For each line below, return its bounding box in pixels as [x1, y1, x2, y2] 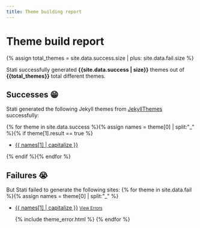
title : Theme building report [6, 8, 82, 15]
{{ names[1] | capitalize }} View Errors [14, 204, 103, 211]
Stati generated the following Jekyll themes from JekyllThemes [6, 105, 163, 113]
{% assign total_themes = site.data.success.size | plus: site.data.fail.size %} [6, 54, 194, 62]
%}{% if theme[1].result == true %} [6, 130, 93, 137]
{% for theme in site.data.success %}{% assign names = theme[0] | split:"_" [6, 123, 195, 130]
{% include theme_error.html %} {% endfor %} [14, 216, 130, 223]
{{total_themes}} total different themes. [6, 72, 106, 80]
